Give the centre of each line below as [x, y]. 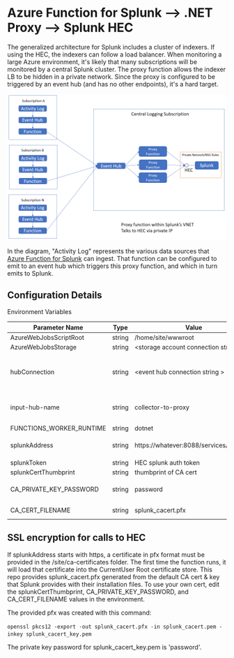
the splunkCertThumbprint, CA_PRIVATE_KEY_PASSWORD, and [98, 592]
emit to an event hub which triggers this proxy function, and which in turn [112, 266]
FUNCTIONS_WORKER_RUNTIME [58, 428]
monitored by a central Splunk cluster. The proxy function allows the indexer [117, 69]
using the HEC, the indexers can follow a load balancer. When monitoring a [115, 54]
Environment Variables [39, 312]
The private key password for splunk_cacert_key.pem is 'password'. [104, 647]
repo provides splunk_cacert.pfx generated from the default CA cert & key [114, 576]
